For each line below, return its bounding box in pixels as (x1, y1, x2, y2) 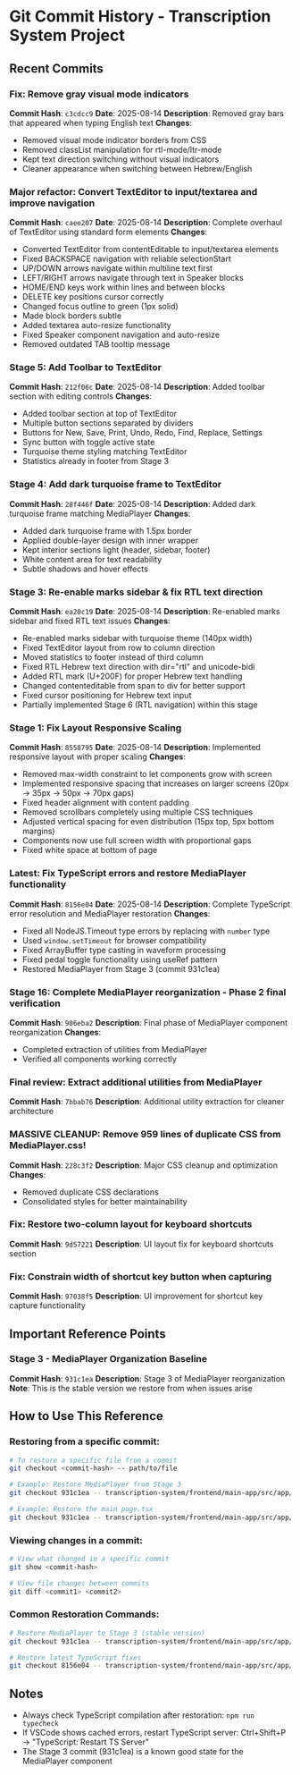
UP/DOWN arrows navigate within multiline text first (21, 263, 212, 274)
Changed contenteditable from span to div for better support (21, 680, 246, 691)
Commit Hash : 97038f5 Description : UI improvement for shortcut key (9, 1290, 263, 1302)
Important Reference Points (9, 1326, 167, 1341)
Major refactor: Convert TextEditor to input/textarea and (9, 185, 258, 198)
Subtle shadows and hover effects (21, 563, 149, 574)
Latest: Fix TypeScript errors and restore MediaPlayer (9, 867, 247, 880)
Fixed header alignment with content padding (21, 798, 190, 808)
